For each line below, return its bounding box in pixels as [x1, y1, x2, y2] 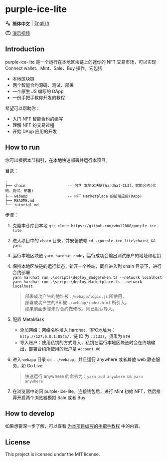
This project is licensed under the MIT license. [5, 451, 100, 457]
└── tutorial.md [5, 202, 39, 207]
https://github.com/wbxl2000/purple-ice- [71, 223, 159, 228]
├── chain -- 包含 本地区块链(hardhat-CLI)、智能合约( [5, 183, 153, 188]
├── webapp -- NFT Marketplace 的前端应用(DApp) [5, 194, 142, 199]
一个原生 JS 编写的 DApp [12, 88, 64, 94]
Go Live [26, 362, 43, 368]
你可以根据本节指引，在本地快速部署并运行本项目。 [5, 157, 110, 163]
